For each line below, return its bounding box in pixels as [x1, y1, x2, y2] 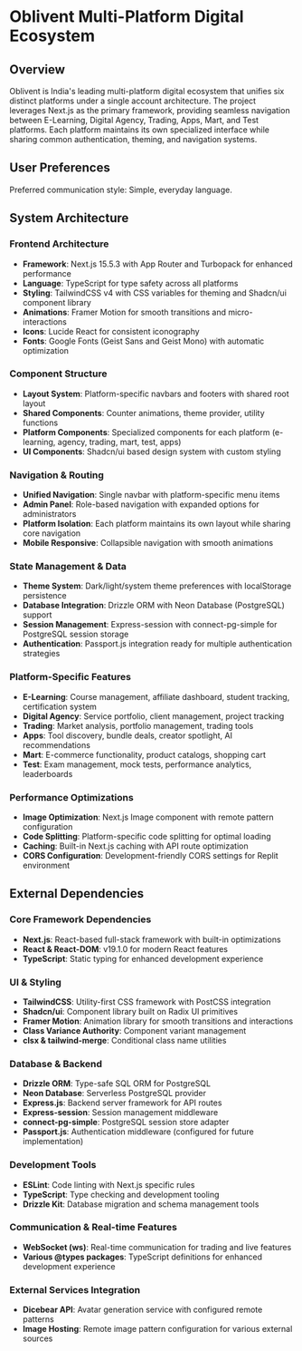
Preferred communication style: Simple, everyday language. [9, 184, 232, 195]
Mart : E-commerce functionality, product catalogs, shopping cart [22, 749, 267, 760]
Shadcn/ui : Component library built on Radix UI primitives [22, 1006, 238, 1016]
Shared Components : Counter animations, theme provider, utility [22, 407, 265, 418]
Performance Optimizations [9, 791, 134, 803]
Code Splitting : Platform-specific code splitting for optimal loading [22, 831, 271, 841]
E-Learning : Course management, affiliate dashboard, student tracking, [22, 691, 290, 702]
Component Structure [9, 367, 108, 380]
